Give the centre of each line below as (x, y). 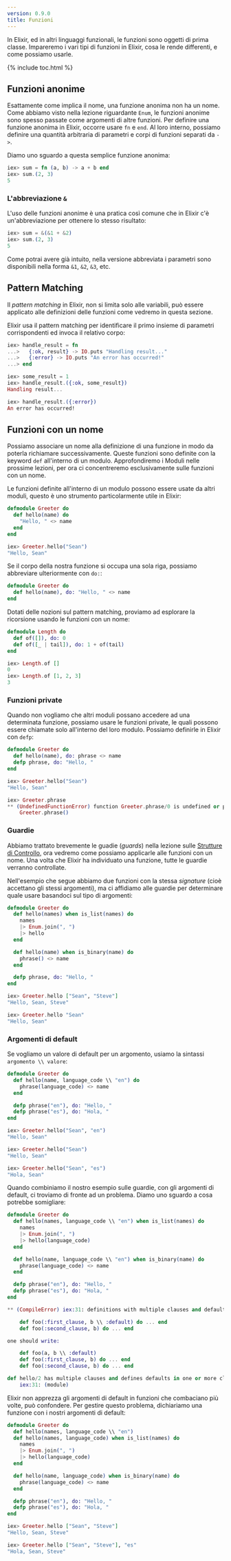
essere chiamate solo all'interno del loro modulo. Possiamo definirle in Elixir (114, 730)
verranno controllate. (37, 867)
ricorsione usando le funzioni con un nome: (69, 619)
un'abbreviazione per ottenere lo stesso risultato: (77, 221)
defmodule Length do (37, 632)
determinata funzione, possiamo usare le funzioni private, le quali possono (113, 722)
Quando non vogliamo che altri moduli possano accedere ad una (99, 715)
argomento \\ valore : (37, 1061)
